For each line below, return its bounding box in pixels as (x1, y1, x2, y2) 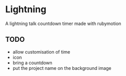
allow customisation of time (12, 48, 70, 55)
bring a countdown (12, 60, 52, 66)
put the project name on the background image (12, 65, 112, 71)
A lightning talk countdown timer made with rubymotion (5, 20, 121, 27)
